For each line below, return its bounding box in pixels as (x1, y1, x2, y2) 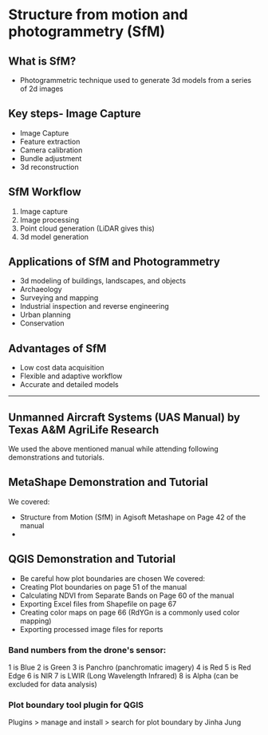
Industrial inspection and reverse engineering (19, 302, 169, 311)
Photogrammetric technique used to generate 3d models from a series (19, 76, 252, 85)
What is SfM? (8, 54, 77, 68)
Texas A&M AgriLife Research (8, 423, 160, 437)
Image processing (19, 215, 80, 224)
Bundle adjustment (19, 153, 82, 163)
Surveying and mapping (19, 293, 99, 302)
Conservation (19, 318, 65, 328)
